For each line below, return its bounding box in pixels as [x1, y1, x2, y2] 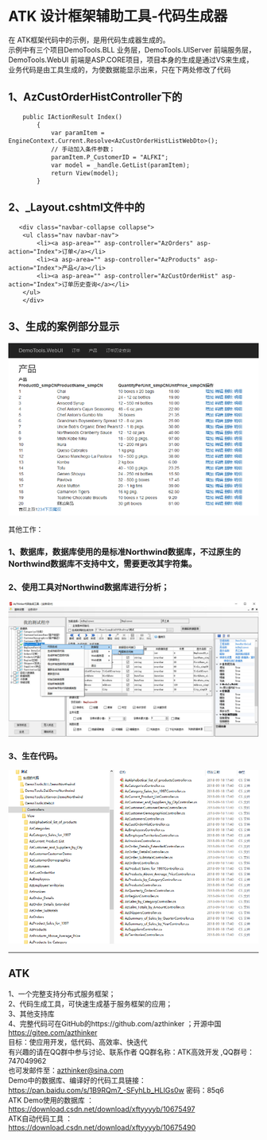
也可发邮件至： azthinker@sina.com [8, 1065, 125, 1075]
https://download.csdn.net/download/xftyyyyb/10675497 [8, 1104, 195, 1114]
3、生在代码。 [8, 750, 63, 762]
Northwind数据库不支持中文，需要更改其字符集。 [8, 558, 197, 569]
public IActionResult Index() [22, 113, 123, 121]
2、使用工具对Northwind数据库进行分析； [8, 582, 169, 593]
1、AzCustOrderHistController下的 [8, 91, 183, 104]
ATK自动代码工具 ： [8, 1114, 73, 1123]
